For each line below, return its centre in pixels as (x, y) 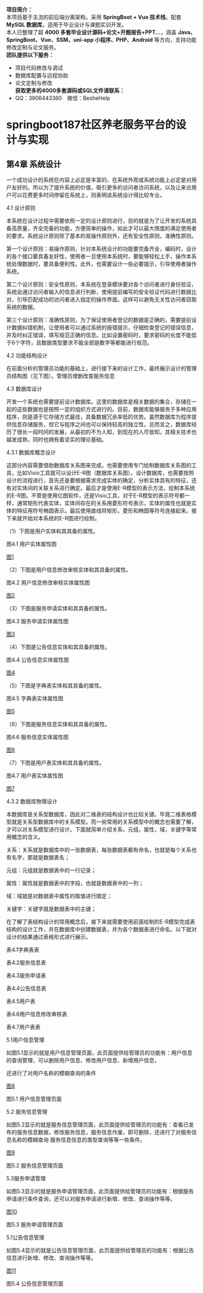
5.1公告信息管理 (25, 1237)
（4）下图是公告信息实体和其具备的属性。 (58, 647)
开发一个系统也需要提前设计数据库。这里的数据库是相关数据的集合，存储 (96, 402)
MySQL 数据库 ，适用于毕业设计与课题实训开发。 (66, 25)
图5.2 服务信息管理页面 (35, 1166)
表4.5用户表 (21, 1001)
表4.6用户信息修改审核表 (37, 1014)
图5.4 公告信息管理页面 (35, 1284)
